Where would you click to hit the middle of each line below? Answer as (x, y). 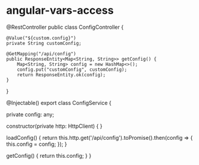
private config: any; (30, 114)
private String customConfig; (44, 43)
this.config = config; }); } (37, 144)
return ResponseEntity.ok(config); (61, 75)
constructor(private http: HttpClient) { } (55, 126)
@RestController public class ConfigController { (65, 27)
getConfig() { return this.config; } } (49, 155)
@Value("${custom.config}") (41, 38)
